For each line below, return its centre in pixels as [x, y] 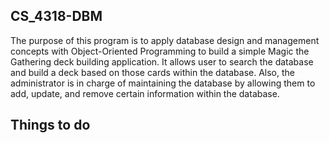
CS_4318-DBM [56, 16]
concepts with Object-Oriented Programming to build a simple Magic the [160, 51]
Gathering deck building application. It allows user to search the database [162, 61]
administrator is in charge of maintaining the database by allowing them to [163, 83]
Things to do [50, 125]
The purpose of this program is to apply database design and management [165, 40]
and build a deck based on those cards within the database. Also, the [152, 72]
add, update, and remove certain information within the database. [145, 93]
